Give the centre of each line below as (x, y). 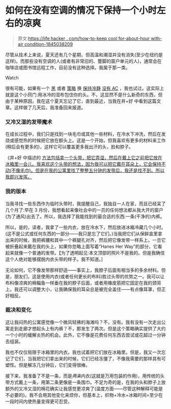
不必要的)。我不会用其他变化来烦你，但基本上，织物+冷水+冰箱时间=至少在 (84, 395)
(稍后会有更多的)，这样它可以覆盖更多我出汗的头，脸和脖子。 (69, 147)
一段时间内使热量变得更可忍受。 (39, 401)
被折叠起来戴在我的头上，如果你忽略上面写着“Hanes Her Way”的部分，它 (81, 246)
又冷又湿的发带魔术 (29, 122)
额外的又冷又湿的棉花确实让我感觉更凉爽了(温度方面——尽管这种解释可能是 (84, 389)
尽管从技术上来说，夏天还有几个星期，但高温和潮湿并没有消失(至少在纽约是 (84, 55)
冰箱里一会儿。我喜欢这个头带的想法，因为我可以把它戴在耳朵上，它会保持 (83, 164)
